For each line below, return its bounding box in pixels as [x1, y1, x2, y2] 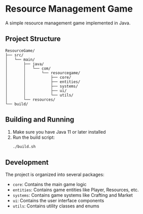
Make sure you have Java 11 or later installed [12, 129, 106, 135]
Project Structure [5, 35, 61, 43]
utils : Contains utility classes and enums [12, 203, 100, 209]
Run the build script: [12, 134, 55, 140]
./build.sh [12, 144, 36, 149]
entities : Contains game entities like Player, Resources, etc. [12, 187, 139, 193]
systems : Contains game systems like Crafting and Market [12, 192, 133, 198]
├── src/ [5, 52, 24, 57]
